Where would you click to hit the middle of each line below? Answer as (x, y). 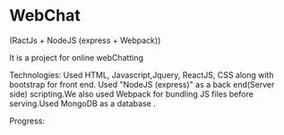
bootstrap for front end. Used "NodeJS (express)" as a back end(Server (142, 84)
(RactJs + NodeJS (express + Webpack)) (85, 40)
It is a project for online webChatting (76, 57)
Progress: (27, 121)
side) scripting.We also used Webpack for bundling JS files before (131, 94)
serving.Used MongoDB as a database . (83, 103)
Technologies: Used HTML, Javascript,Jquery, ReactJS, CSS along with (142, 75)
